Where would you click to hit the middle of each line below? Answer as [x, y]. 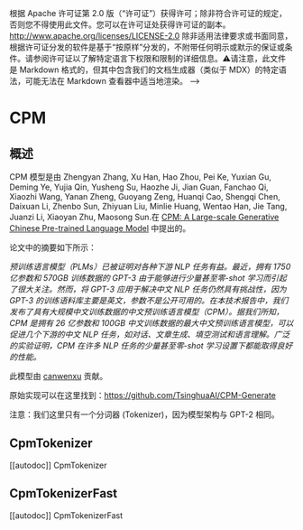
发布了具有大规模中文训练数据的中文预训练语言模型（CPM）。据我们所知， [147, 311]
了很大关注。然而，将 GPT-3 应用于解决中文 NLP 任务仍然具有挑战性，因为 [148, 289]
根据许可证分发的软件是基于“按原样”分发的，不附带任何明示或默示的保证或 [147, 47]
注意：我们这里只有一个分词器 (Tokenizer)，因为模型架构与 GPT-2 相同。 [144, 414]
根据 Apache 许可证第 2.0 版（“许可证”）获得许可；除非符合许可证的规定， [148, 13]
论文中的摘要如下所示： [53, 247]
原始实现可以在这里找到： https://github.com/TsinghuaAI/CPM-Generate [143, 395]
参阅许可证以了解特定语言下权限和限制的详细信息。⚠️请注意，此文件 [160, 58]
